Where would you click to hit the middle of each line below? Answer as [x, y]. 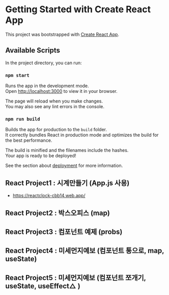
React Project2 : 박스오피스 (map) [58, 213]
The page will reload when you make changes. [54, 101]
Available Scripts [33, 50]
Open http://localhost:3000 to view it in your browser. [62, 91]
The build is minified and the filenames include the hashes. [67, 150]
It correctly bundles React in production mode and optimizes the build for [82, 135]
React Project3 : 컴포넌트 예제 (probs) [64, 231]
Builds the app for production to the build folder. [56, 130]
